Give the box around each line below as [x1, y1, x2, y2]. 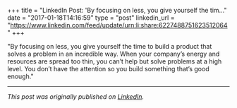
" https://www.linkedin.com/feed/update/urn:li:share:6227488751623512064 [7, 21, 228, 29]
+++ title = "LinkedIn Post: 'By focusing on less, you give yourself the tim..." [7, 6, 227, 14]
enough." [7, 72, 34, 80]
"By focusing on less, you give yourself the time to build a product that [7, 42, 212, 50]
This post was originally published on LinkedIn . [7, 92, 145, 101]
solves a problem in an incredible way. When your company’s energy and [7, 49, 220, 58]
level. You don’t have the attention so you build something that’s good [7, 65, 209, 73]
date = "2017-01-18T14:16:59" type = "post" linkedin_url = [7, 13, 175, 22]
